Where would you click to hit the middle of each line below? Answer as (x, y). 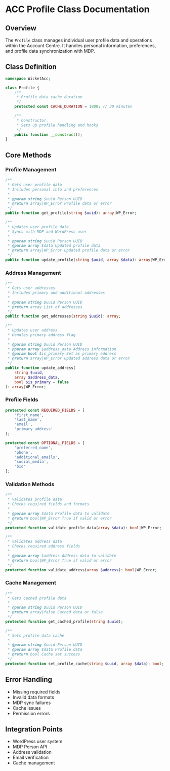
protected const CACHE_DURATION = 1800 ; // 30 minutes (73, 107)
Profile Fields (22, 400)
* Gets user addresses (31, 288)
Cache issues (27, 708)
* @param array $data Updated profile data (54, 246)
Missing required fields (36, 692)
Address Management (33, 273)
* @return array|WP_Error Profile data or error (60, 204)
